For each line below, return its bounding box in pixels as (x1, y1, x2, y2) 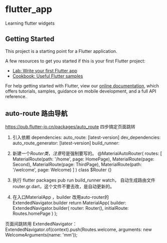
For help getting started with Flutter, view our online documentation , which (5, 83, 159, 89)
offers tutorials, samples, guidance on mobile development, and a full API (5, 88, 156, 94)
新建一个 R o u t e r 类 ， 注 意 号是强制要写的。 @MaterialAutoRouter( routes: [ (12, 150, 162, 156)
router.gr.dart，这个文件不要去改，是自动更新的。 (12, 183, 115, 189)
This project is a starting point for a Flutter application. (5, 48, 117, 54)
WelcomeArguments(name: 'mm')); (5, 231, 78, 237)
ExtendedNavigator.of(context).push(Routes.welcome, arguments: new (5, 226, 152, 232)
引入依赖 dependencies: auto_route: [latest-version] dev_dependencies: (12, 134, 161, 140)
